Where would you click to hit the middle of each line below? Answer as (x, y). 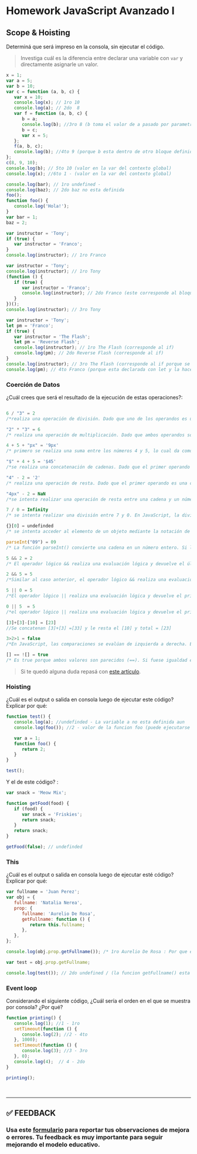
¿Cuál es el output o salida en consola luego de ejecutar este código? (90, 699)
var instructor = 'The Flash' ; (52, 337)
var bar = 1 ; (22, 217)
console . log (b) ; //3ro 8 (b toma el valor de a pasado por (95, 124)
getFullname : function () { (56, 919)
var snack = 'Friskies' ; (52, 814)
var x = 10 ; (28, 97)
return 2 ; (33, 749)
